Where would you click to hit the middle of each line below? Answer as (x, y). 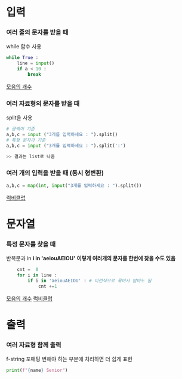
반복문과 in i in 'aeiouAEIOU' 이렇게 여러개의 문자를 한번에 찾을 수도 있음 (91, 258)
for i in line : (37, 275)
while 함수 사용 (24, 47)
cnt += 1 (48, 286)
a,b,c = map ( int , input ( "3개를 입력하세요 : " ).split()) (74, 186)
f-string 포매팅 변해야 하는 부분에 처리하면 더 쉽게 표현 (69, 359)
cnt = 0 (28, 270)
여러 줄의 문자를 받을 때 (37, 32)
